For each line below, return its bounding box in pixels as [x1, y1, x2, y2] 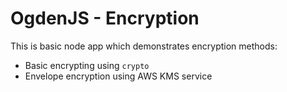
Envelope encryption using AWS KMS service [24, 70, 213, 82]
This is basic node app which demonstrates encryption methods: [10, 40, 278, 52]
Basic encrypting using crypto [24, 59, 150, 71]
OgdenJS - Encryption [10, 7, 200, 30]
